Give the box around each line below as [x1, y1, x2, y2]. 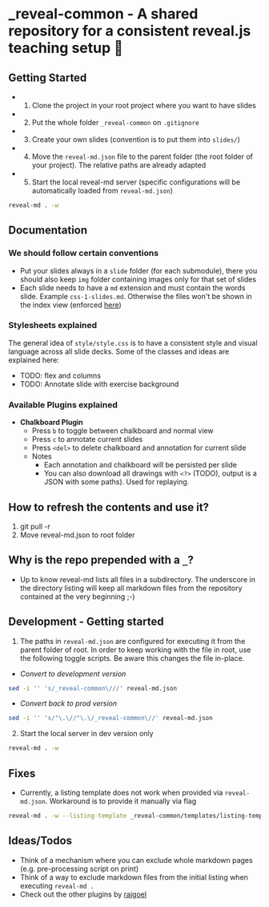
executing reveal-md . [19, 881, 94, 890]
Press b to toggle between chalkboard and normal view [31, 426, 214, 435]
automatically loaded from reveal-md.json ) [31, 186, 174, 195]
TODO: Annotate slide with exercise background [19, 379, 179, 389]
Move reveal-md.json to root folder [19, 530, 135, 540]
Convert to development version [19, 669, 126, 678]
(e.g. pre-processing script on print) [19, 864, 139, 873]
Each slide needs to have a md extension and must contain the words [19, 282, 246, 293]
